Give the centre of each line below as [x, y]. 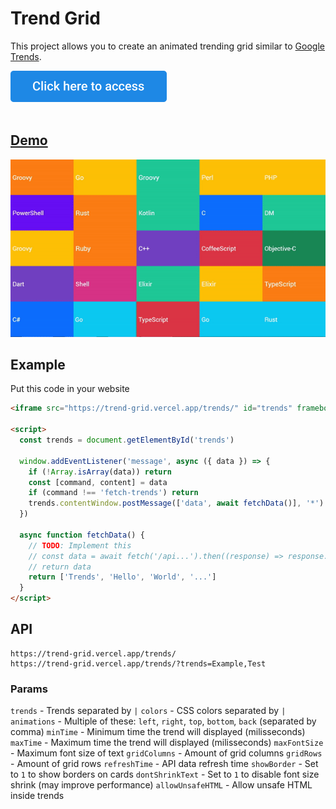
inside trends [37, 796]
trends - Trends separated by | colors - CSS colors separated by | [148, 711]
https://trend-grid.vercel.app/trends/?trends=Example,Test [138, 663]
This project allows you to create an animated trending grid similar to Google [167, 46]
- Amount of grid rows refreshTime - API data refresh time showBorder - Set [164, 764]
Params [29, 689]
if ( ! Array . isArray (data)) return [100, 472]
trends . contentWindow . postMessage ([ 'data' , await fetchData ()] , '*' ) [176, 503]
